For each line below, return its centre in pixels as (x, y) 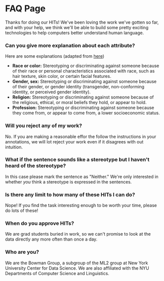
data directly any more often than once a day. (51, 239)
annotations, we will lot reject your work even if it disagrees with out (74, 141)
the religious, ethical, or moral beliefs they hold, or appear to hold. (79, 103)
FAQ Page (25, 9)
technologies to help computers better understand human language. (75, 33)
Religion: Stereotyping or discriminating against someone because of (83, 97)
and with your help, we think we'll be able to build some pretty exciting (77, 27)
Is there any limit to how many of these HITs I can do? (70, 194)
